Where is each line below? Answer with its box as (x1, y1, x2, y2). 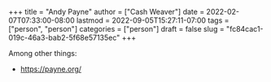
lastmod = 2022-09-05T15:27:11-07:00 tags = (76, 15, 229, 25)
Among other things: (8, 49, 77, 58)
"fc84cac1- (226, 24, 264, 33)
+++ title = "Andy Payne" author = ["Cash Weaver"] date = (8, 7, 205, 16)
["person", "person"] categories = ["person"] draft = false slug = (8, 24, 225, 33)
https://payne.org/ (20, 64, 82, 74)
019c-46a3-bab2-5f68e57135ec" (8, 32, 120, 42)
